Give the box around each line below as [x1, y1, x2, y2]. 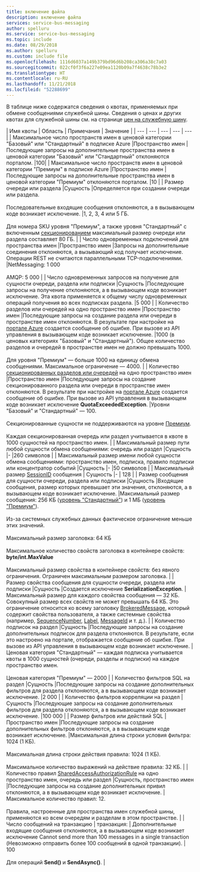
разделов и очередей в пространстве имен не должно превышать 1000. [6, 344, 192, 351]
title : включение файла [6, 8, 66, 15]
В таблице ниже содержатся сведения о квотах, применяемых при [6, 103, 178, 110]
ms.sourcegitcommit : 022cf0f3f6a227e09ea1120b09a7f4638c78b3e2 [6, 64, 167, 71]
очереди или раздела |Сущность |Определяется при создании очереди [6, 184, 190, 192]
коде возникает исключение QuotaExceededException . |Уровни [6, 400, 170, 408]
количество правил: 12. [46, 795, 106, 802]
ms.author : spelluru [6, 48, 58, 54]
